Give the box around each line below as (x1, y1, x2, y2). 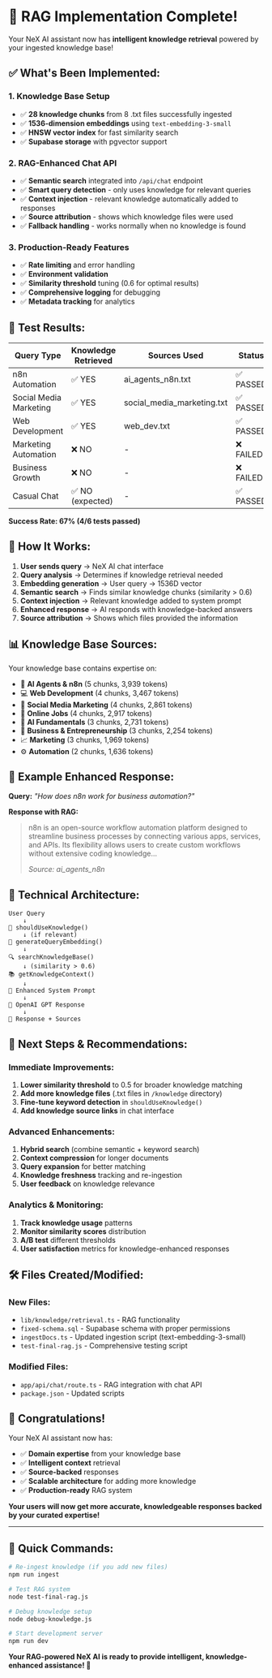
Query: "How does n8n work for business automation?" (8, 792, 195, 801)
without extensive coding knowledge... (28, 848, 158, 859)
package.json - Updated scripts (19, 1388, 125, 1398)
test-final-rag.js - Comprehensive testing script (19, 1341, 188, 1351)
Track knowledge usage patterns (19, 1218, 133, 1227)
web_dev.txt (124, 421, 170, 432)
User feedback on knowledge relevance (19, 1179, 155, 1188)
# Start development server (8, 1629, 104, 1638)
